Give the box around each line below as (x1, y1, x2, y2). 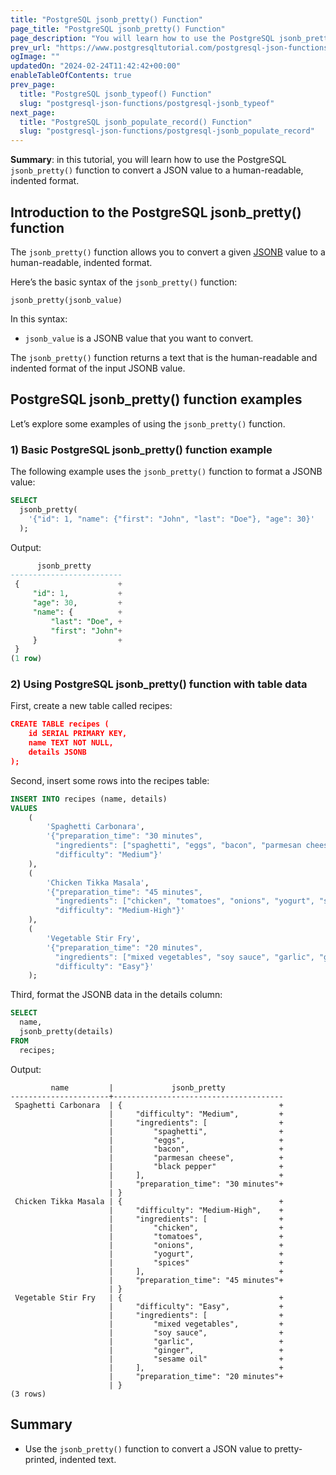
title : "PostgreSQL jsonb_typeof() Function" (19, 89, 213, 99)
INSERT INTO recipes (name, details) (10, 794, 168, 804)
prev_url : (10, 42, 52, 53)
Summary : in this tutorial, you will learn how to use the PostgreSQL (10, 154, 287, 166)
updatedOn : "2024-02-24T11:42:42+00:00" (10, 61, 182, 71)
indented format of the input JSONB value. (10, 362, 186, 374)
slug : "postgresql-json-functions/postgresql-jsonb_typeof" (19, 98, 275, 108)
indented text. (59, 1453, 117, 1465)
